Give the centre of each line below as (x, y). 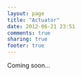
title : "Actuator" (33, 20)
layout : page (26, 13)
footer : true (26, 46)
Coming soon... (29, 65)
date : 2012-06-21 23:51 (41, 26)
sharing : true (28, 39)
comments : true (29, 33)
